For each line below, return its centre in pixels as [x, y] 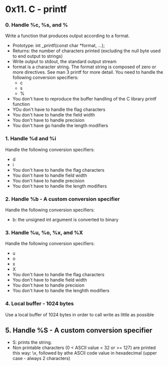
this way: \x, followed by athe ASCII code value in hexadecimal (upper [85, 353]
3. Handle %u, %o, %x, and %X [44, 233]
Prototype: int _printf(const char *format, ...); [59, 46]
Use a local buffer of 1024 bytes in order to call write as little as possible [80, 314]
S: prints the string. [32, 342]
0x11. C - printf [36, 9]
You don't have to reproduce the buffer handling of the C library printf [84, 99]
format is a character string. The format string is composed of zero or [84, 67]
